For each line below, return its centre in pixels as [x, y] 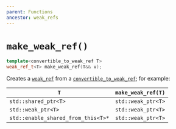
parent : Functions [30, 12]
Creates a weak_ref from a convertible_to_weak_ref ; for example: [88, 79]
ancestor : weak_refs [33, 18]
